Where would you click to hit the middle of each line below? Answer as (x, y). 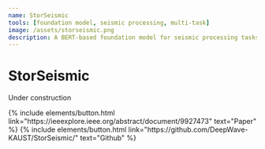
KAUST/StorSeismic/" (43, 138)
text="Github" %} (108, 138)
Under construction (40, 98)
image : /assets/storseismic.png (61, 30)
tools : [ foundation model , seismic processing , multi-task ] (109, 23)
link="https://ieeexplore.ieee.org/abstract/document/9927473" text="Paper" (132, 122)
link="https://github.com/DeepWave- (188, 129)
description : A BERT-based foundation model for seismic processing (123, 37)
